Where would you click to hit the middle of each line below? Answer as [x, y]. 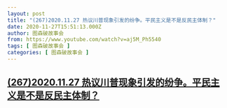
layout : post [26, 14]
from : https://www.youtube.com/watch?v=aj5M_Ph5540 [84, 40]
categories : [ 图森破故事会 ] [48, 53]
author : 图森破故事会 [36, 33]
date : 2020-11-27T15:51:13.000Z [54, 26]
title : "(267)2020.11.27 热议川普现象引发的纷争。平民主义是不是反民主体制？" [112, 20]
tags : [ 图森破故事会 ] [39, 46]
